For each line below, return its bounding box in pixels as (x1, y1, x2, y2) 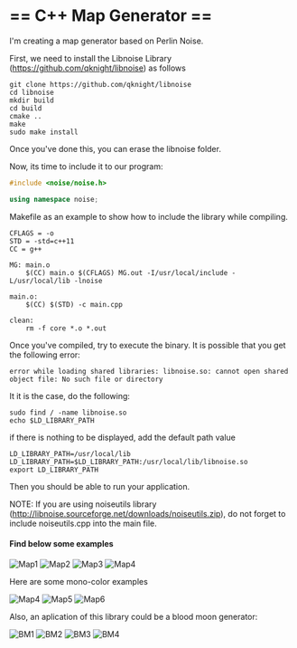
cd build (9, 103, 42, 113)
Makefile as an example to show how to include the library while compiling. (9, 211, 289, 222)
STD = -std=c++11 (9, 236, 75, 245)
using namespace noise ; (9, 195, 99, 204)
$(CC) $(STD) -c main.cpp (25, 300, 124, 309)
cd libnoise (9, 88, 54, 97)
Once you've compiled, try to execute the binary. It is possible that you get (9, 339, 286, 350)
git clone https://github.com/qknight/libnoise (9, 80, 192, 89)
